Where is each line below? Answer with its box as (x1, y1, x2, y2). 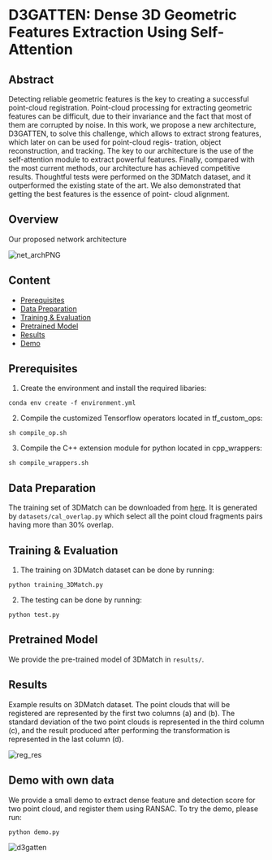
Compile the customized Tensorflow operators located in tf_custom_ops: (19, 413, 263, 423)
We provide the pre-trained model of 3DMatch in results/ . (8, 654, 205, 664)
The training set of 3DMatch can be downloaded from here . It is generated (8, 502, 257, 513)
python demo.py (8, 827, 60, 836)
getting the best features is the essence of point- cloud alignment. (8, 189, 230, 198)
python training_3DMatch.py (8, 581, 104, 589)
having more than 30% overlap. (8, 520, 114, 530)
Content (8, 274, 51, 288)
